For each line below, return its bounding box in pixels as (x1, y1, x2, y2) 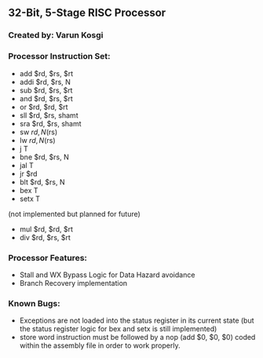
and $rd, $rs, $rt (19, 93, 73, 103)
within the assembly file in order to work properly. (19, 341, 181, 350)
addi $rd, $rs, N (19, 77, 71, 86)
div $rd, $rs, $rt (19, 232, 71, 242)
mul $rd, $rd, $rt (19, 224, 73, 234)
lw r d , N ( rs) (19, 135, 57, 144)
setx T (19, 194, 41, 203)
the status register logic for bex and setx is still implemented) (19, 324, 217, 334)
